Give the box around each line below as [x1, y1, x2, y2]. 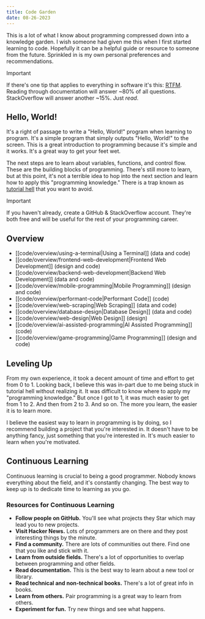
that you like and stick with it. [15, 547, 89, 554]
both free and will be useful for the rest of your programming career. [6, 215, 179, 223]
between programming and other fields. [15, 560, 116, 568]
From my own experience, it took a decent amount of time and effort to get [6, 374, 195, 382]
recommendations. [6, 57, 54, 65]
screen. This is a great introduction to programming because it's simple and [6, 141, 197, 149]
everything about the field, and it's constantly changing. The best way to [6, 478, 190, 486]
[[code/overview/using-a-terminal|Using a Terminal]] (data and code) [15, 250, 191, 257]
